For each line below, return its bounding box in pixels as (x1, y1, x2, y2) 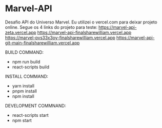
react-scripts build (12, 64, 50, 70)
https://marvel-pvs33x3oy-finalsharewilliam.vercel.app (5, 35, 116, 41)
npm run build (12, 59, 40, 64)
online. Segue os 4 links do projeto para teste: (5, 24, 98, 30)
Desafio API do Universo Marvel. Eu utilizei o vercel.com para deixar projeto (5, 19, 158, 25)
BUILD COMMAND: (5, 49, 44, 55)
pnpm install (12, 88, 37, 94)
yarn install (12, 83, 35, 88)
